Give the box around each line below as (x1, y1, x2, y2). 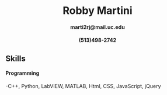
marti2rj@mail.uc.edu (70, 23, 125, 30)
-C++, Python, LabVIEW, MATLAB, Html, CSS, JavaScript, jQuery (5, 82, 161, 89)
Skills (5, 53, 26, 63)
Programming (5, 70, 40, 76)
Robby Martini (62, 4, 133, 17)
